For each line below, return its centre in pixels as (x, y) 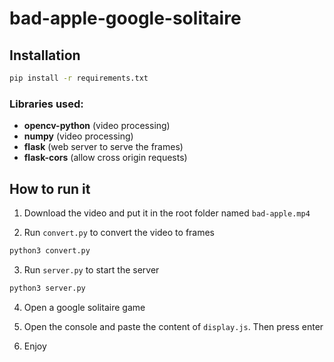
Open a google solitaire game (84, 307)
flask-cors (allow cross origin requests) (105, 158)
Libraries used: (46, 104)
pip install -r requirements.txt (79, 78)
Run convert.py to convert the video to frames (119, 232)
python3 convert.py (50, 250)
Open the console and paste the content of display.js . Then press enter (173, 326)
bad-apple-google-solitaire (125, 18)
